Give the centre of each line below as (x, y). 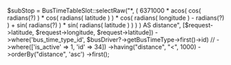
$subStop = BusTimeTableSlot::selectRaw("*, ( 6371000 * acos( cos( (104, 11)
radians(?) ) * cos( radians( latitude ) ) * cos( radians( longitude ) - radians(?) (116, 18)
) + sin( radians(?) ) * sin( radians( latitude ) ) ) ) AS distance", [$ (98, 25)
